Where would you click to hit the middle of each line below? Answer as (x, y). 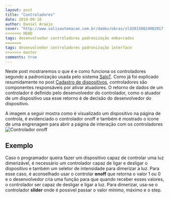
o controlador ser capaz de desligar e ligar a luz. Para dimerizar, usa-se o (81, 185)
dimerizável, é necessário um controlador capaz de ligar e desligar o (76, 163)
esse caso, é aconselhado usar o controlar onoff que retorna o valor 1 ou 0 (83, 174)
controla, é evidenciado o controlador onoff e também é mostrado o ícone (82, 119)
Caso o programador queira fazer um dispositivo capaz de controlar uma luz (84, 158)
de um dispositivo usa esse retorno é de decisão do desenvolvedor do (78, 98)
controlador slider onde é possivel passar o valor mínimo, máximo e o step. (84, 190)
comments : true (21, 57)
